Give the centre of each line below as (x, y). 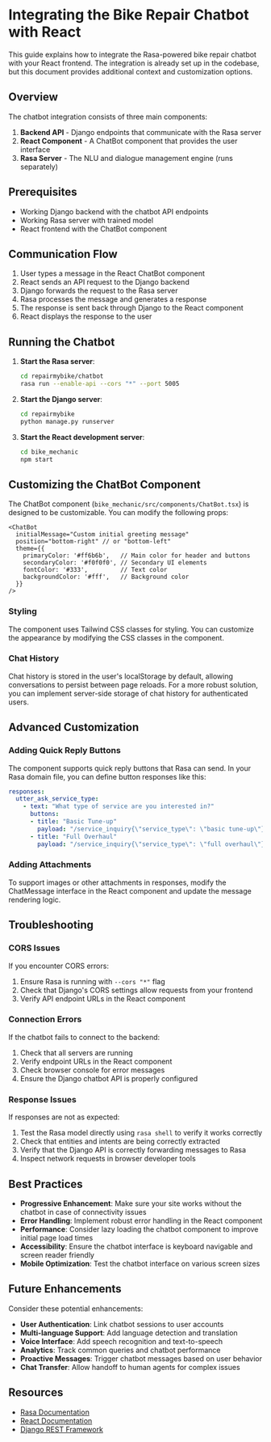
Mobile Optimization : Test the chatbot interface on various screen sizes (140, 1263)
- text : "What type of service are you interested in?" (119, 806)
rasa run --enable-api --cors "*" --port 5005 (100, 384)
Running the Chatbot (62, 342)
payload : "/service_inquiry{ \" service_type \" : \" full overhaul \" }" (153, 844)
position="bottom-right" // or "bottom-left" (94, 542)
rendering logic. (35, 899)
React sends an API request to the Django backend (104, 282)
